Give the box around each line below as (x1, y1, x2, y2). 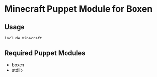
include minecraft (4, 36, 42, 40)
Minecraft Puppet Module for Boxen (4, 3, 153, 15)
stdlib (11, 67, 23, 73)
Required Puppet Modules (4, 49, 86, 57)
